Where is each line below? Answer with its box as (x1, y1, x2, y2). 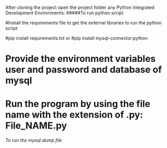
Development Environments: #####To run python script (5, 10, 123, 16)
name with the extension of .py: (5, 109, 143, 121)
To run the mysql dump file (5, 137, 62, 143)
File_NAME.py (5, 120, 67, 132)
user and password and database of (5, 64, 162, 76)
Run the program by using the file (5, 98, 151, 110)
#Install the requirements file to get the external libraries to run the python (5, 20, 162, 26)
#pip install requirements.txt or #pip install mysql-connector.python (5, 35, 148, 41)
